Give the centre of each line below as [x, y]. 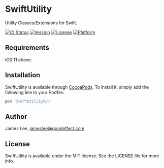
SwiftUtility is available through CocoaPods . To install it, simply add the [77, 87]
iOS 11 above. [18, 60]
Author [16, 117]
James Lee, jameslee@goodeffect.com [45, 129]
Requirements [27, 48]
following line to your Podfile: [35, 92]
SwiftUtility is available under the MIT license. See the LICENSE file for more [82, 156]
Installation [23, 75]
